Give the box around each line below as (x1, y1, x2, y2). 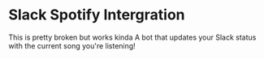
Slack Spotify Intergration (8, 6, 185, 24)
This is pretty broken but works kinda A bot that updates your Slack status (8, 32, 257, 42)
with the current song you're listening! (8, 40, 136, 50)
